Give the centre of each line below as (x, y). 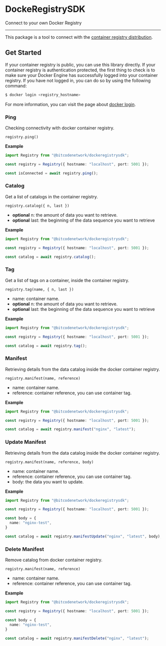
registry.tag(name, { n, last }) (40, 289)
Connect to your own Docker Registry (43, 23)
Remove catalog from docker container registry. (54, 560)
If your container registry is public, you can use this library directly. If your (80, 64)
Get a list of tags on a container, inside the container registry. (67, 280)
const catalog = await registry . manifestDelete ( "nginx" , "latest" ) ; (77, 638)
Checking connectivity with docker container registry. (60, 128)
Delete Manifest (25, 549)
